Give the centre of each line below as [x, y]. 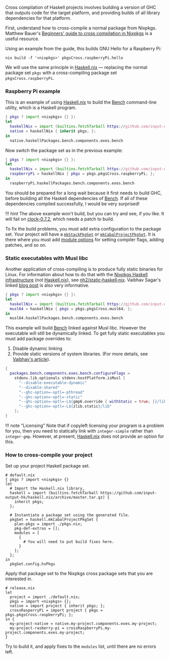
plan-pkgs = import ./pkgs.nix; [48, 524]
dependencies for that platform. [38, 18]
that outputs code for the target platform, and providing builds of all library [83, 13]
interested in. [19, 579]
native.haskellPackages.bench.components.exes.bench [67, 141]
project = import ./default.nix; [45, 597]
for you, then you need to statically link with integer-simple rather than [79, 431]
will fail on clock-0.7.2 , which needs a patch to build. [60, 219]
